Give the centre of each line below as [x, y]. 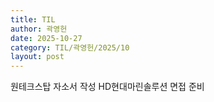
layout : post [37, 57]
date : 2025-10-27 [46, 38]
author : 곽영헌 [39, 29]
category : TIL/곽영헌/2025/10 [70, 47]
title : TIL [33, 19]
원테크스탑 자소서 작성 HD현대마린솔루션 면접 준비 [107, 87]
